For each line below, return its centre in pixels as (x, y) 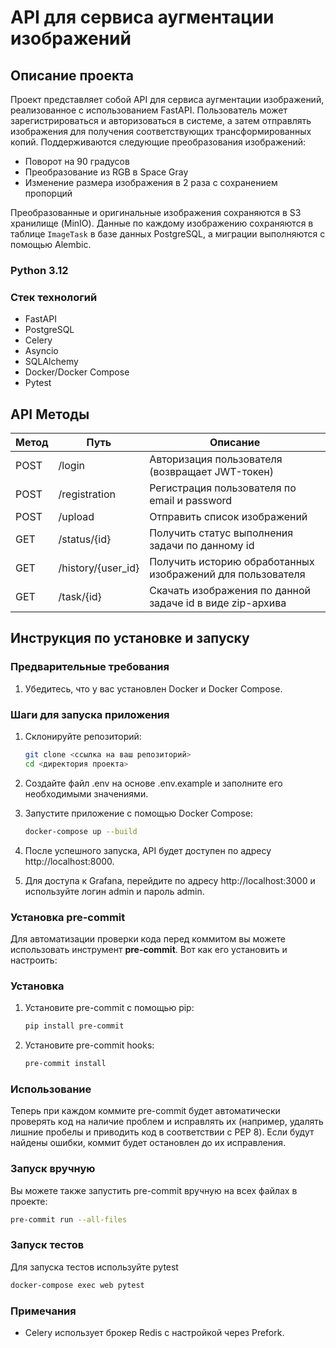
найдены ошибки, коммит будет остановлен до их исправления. (148, 1143)
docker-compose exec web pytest (77, 1285)
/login (71, 466)
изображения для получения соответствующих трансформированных (161, 131)
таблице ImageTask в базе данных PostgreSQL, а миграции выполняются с (168, 234)
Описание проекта (72, 75)
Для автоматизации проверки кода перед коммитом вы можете (148, 938)
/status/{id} (85, 539)
